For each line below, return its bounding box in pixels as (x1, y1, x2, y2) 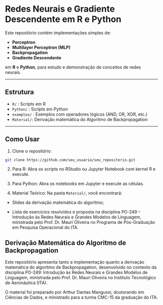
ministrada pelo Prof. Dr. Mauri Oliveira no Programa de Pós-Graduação (12, 219, 155, 225)
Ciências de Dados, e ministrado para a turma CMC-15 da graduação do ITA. (5, 294, 158, 300)
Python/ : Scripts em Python (12, 106, 68, 112)
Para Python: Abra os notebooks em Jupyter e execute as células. (12, 181, 144, 187)
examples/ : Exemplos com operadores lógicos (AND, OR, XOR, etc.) (12, 111, 147, 117)
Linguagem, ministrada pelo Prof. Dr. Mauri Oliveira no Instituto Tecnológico (5, 275, 156, 281)
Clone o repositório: (12, 148, 52, 154)
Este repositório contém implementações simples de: (5, 30, 111, 36)
